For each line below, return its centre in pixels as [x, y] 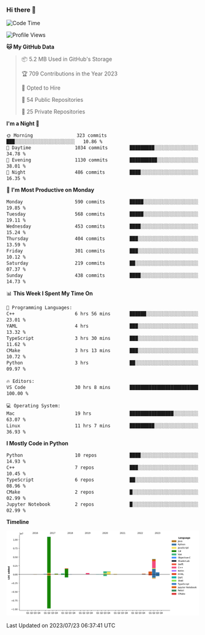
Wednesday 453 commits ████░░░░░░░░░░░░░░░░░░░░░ [102, 226]
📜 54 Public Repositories [52, 100]
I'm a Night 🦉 [23, 124]
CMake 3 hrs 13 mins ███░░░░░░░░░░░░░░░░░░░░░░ [102, 351]
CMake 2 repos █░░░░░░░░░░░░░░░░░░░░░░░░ [102, 492]
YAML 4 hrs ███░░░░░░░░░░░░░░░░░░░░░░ [102, 326]
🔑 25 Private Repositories [53, 112]
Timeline [18, 522]
